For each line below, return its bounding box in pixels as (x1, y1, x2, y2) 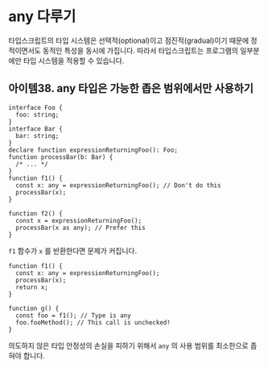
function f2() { (8, 209, 63, 218)
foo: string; (15, 111, 60, 119)
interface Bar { (8, 124, 63, 133)
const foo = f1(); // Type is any (15, 312, 131, 320)
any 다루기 (8, 7, 76, 26)
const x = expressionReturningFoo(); (15, 216, 142, 224)
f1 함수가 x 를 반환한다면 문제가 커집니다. (8, 245, 138, 255)
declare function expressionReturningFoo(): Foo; (8, 146, 179, 154)
